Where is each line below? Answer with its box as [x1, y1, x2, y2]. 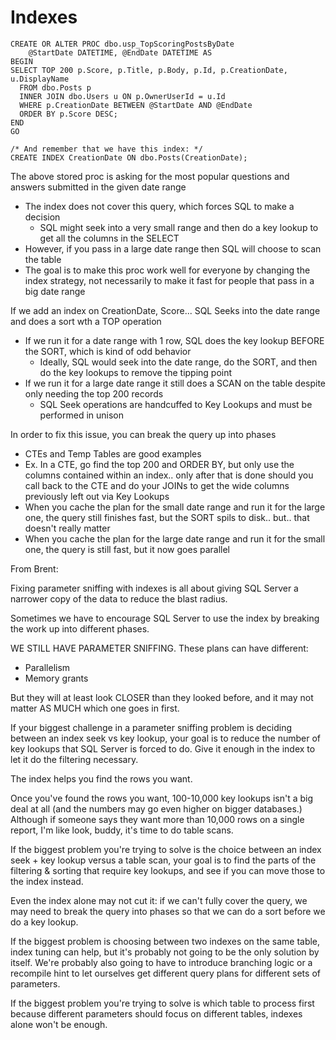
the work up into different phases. [10, 622, 150, 635]
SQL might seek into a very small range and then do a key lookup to [39, 221, 319, 233]
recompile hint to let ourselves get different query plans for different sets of [10, 967, 321, 979]
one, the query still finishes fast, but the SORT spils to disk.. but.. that [24, 511, 310, 523]
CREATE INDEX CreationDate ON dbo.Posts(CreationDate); [10, 152, 248, 163]
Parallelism [24, 661, 71, 673]
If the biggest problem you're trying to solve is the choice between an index [10, 843, 322, 855]
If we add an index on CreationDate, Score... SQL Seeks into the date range [10, 304, 321, 316]
